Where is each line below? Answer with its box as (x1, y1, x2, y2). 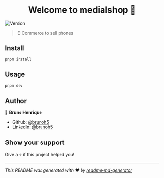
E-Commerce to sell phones (17, 30, 74, 36)
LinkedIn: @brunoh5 (12, 124, 53, 130)
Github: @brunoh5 (12, 119, 50, 125)
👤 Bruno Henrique (5, 109, 42, 116)
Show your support (5, 138, 65, 146)
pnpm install (5, 57, 32, 62)
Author (5, 97, 27, 105)
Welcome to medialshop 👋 (28, 4, 136, 16)
